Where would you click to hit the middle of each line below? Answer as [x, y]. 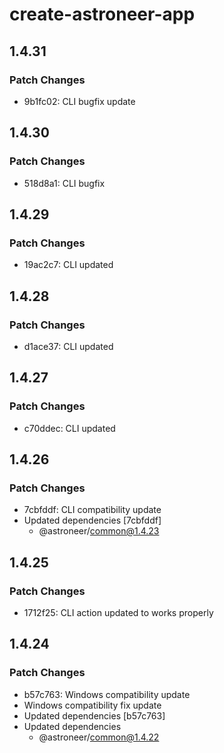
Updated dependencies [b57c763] [94, 715]
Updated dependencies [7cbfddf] [92, 520]
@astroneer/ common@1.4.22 [99, 737]
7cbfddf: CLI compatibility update [92, 510]
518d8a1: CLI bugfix [64, 183]
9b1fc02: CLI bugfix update [79, 101]
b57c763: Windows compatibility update [107, 694]
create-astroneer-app [102, 14]
